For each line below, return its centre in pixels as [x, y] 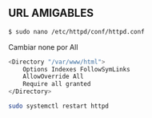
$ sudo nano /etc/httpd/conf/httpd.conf [77, 31]
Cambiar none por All [43, 47]
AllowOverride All [53, 77]
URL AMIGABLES [51, 13]
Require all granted [57, 84]
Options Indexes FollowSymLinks [76, 69]
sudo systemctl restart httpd [59, 106]
